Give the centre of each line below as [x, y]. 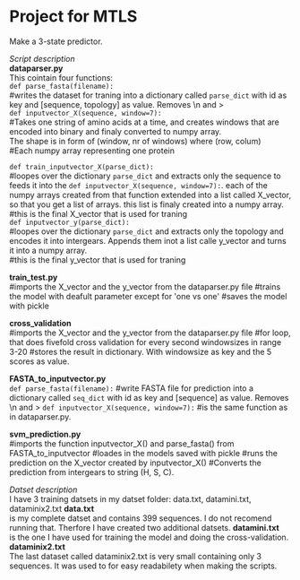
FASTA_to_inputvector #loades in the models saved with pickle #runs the [143, 453]
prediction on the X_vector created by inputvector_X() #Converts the [135, 463]
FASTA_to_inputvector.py [58, 378]
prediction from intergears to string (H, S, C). [92, 472]
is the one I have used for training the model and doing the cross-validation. [149, 537]
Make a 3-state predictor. [56, 41]
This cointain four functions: [61, 77]
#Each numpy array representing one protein [92, 151]
